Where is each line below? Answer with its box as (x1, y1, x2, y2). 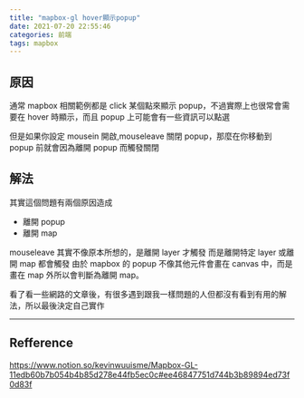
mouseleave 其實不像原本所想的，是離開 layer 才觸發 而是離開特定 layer (9, 247, 277, 257)
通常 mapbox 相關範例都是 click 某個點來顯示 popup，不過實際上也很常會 (9, 101, 282, 112)
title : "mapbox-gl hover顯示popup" (9, 13, 141, 23)
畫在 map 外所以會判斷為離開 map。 (9, 269, 145, 280)
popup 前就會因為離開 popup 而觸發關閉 (9, 142, 160, 153)
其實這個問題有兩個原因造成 (9, 197, 113, 208)
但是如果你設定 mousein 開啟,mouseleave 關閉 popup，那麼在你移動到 (9, 131, 272, 141)
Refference (9, 335, 74, 351)
